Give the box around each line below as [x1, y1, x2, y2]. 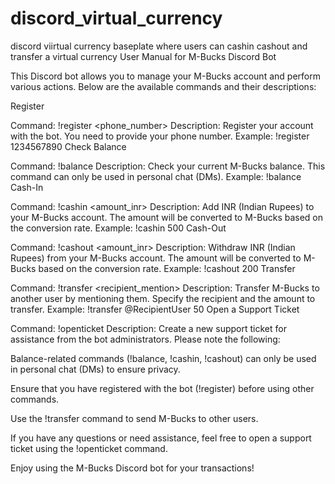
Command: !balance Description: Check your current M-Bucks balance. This [10, 160, 326, 172]
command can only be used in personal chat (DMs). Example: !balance [10, 170, 302, 182]
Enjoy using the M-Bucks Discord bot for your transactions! [10, 462, 255, 474]
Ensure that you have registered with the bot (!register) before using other [10, 382, 315, 394]
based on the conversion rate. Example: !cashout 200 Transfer [38, 262, 296, 274]
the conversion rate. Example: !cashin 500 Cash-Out [10, 222, 227, 234]
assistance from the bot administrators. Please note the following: [10, 333, 281, 345]
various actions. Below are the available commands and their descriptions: [10, 80, 317, 92]
